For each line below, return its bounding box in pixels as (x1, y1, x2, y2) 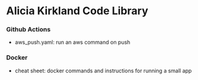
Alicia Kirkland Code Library (6, 4, 148, 18)
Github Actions (6, 25, 51, 34)
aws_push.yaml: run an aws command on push (14, 39, 131, 46)
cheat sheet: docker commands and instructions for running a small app (14, 67, 192, 74)
